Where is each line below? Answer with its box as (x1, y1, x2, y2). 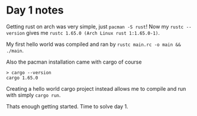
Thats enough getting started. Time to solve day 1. (6, 102, 128, 110)
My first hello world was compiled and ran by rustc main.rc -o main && (6, 41, 182, 48)
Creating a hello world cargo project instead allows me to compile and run (6, 85, 186, 92)
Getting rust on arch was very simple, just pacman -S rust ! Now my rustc (6, 23, 184, 30)
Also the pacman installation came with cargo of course (6, 58, 142, 65)
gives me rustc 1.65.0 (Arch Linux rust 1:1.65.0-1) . (26, 29, 160, 36)
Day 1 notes (6, 4, 64, 17)
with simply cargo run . (6, 91, 61, 98)
